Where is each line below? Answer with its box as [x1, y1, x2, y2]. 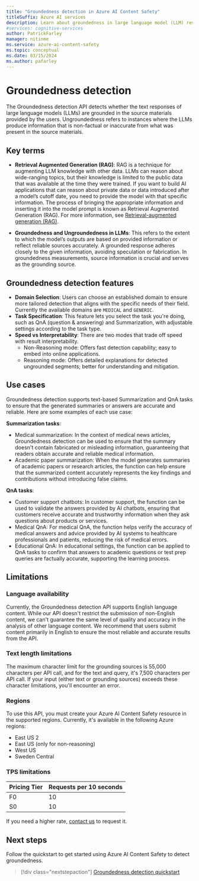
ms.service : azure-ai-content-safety [6, 42, 99, 48]
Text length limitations [6, 650, 72, 658]
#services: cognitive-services [6, 25, 84, 31]
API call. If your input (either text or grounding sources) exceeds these [6, 676, 178, 683]
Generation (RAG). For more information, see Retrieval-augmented [14, 211, 176, 219]
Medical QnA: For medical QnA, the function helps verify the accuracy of [14, 523, 192, 530]
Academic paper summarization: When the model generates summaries [14, 456, 191, 464]
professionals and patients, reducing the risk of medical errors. [14, 536, 169, 543]
